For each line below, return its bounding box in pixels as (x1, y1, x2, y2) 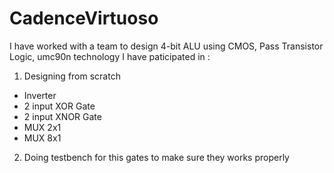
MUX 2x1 (23, 121, 62, 133)
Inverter (23, 89, 57, 101)
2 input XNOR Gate (23, 110, 102, 122)
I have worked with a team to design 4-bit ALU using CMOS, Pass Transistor (9, 40, 324, 52)
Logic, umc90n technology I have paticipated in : (9, 50, 211, 62)
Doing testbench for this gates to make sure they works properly (23, 151, 290, 163)
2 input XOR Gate (23, 100, 96, 112)
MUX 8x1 (23, 132, 62, 144)
